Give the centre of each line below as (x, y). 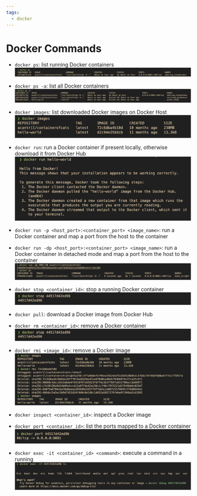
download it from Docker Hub (50, 154)
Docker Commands (54, 49)
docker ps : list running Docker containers (64, 65)
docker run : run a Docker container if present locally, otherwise (91, 147)
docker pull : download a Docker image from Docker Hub (84, 314)
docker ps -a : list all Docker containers (62, 86)
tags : (13, 12)
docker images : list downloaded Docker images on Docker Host (91, 112)
